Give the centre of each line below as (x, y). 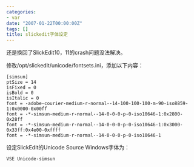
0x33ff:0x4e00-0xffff (34, 130)
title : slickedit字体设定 (37, 35)
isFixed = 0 (21, 88)
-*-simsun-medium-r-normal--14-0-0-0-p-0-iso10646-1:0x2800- (104, 114)
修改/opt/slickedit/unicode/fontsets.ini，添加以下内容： (75, 66)
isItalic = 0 (23, 98)
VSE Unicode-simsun (31, 159)
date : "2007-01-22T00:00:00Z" (45, 23)
